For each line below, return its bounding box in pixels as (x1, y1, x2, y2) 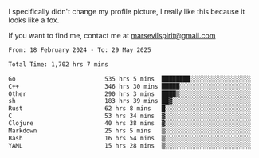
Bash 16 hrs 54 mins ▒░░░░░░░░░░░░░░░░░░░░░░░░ (8, 134, 251, 142)
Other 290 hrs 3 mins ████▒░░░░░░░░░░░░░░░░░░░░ (8, 89, 251, 98)
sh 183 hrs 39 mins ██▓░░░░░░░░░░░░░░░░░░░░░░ (8, 97, 251, 105)
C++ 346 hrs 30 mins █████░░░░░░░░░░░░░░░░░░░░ (8, 82, 251, 90)
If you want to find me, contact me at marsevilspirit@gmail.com (8, 31, 216, 40)
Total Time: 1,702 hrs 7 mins (8, 60, 109, 69)
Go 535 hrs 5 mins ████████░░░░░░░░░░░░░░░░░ (8, 75, 251, 83)
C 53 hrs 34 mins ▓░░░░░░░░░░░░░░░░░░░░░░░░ (8, 112, 251, 120)
